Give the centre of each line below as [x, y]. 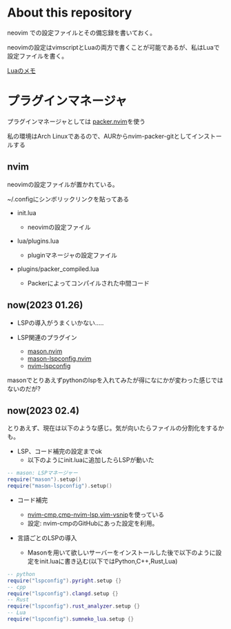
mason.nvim [45, 351]
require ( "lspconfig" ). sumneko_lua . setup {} [71, 619]
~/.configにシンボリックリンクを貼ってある [68, 199]
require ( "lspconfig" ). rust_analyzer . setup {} [73, 606]
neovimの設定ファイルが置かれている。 [63, 184]
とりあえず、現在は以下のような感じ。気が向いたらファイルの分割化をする [113, 428]
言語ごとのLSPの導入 [47, 538]
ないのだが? [24, 388]
